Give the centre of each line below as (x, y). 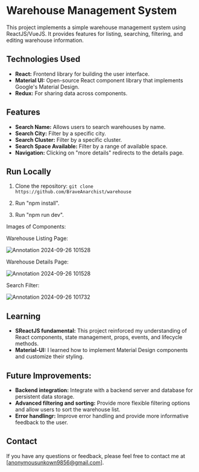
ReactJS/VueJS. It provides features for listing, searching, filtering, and (94, 33)
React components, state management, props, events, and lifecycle (99, 337)
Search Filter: (23, 285)
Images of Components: (36, 227)
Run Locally (29, 171)
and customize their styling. (49, 357)
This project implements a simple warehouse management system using (96, 27)
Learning (24, 316)
